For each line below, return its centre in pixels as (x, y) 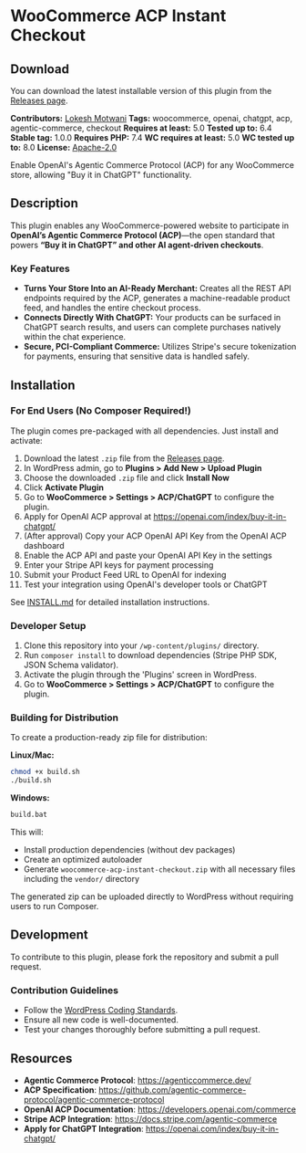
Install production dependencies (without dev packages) (129, 850)
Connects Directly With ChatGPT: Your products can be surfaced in (152, 318)
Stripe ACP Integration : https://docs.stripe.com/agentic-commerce (150, 1118)
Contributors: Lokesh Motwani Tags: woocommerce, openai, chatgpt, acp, (152, 118)
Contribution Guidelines (65, 990)
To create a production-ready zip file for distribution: (109, 738)
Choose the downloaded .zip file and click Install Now (127, 477)
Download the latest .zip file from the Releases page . (124, 458)
